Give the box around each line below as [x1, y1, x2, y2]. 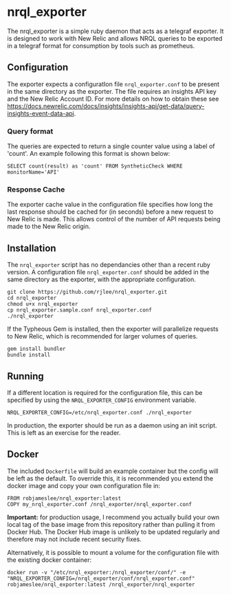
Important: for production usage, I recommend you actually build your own [7, 513, 220, 521]
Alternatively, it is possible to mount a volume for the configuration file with [7, 548, 219, 556]
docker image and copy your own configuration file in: [7, 481, 160, 490]
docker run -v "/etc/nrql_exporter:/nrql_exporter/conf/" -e [7, 569, 186, 576]
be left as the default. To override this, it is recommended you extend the [7, 474, 214, 483]
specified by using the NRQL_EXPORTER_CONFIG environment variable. [7, 396, 197, 404]
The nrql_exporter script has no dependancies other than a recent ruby [7, 261, 211, 269]
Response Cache [7, 184, 65, 194]
